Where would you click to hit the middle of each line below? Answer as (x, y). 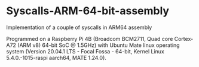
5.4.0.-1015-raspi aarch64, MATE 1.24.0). (56, 58)
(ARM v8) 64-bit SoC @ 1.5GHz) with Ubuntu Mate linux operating (99, 45)
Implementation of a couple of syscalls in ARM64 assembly (79, 27)
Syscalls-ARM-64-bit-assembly (88, 11)
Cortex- (184, 39)
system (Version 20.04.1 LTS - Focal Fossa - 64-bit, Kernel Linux (85, 51)
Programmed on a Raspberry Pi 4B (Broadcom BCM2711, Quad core (90, 39)
